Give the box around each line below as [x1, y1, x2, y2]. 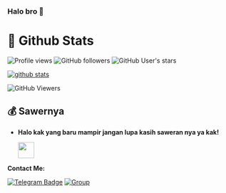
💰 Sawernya [7, 105, 65, 118]
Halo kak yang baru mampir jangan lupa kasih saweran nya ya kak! [17, 127, 220, 136]
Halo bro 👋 [7, 6, 44, 16]
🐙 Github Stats [7, 33, 94, 49]
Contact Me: [7, 164, 45, 172]
